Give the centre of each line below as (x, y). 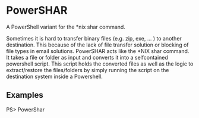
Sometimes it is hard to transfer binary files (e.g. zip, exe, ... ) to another (94, 38)
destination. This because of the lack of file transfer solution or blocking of (97, 45)
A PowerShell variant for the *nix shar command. (66, 27)
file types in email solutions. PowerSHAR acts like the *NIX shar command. (98, 51)
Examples (25, 95)
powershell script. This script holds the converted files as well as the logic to (100, 64)
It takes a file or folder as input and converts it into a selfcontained (87, 57)
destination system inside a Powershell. (54, 76)
